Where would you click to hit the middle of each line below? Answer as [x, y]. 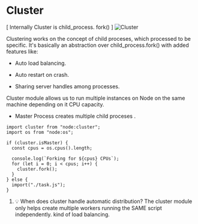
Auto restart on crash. [42, 74]
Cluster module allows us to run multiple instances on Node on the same [96, 98]
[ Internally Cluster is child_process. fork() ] [60, 27]
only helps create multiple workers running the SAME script [88, 208]
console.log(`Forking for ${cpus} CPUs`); [65, 159]
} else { [17, 180]
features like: [22, 51]
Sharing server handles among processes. [67, 86]
